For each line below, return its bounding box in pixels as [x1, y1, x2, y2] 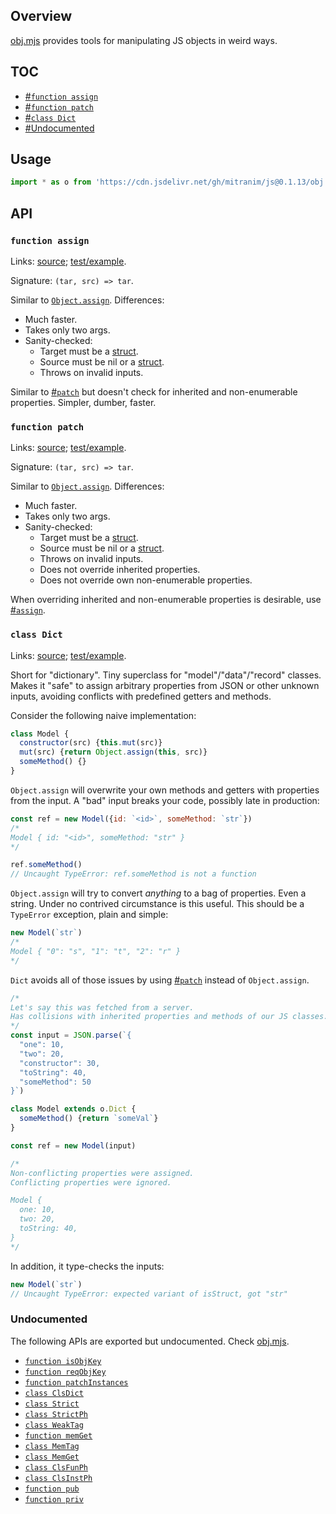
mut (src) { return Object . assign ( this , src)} [19, 747, 208, 758]
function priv [24, 1494, 84, 1504]
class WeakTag [24, 1420, 84, 1430]
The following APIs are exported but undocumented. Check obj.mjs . [10, 1335, 290, 1347]
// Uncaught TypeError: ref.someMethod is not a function [10, 869, 257, 879]
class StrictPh [24, 1409, 89, 1419]
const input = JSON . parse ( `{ [10, 1030, 132, 1041]
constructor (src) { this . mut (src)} [19, 738, 163, 748]
